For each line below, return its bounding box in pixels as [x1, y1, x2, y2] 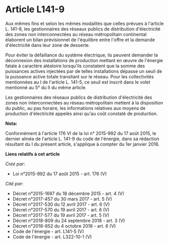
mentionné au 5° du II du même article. [5, 84, 87, 90]
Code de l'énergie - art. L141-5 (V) [12, 228, 84, 234]
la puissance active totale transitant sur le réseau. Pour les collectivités [5, 73, 154, 79]
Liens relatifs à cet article [5, 151, 60, 157]
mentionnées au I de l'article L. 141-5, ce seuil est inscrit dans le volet [5, 79, 151, 85]
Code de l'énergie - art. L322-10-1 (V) [12, 233, 92, 240]
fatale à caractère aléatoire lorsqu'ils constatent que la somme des [5, 63, 145, 69]
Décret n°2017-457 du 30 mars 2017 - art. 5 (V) [12, 196, 112, 202]
